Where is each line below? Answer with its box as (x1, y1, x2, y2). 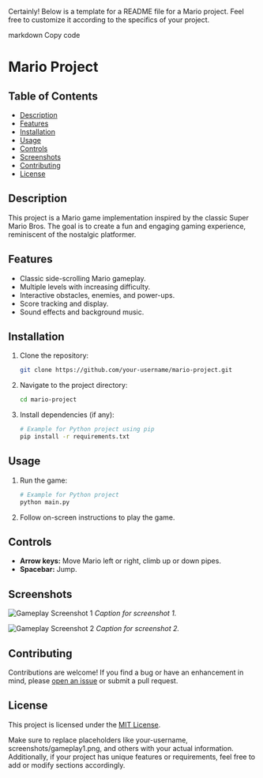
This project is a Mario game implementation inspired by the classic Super (8, 212, 250, 222)
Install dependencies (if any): (19, 410, 115, 419)
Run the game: (19, 475, 68, 485)
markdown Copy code (8, 31, 81, 39)
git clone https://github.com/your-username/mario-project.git (19, 366, 233, 374)
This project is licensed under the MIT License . (8, 720, 161, 729)
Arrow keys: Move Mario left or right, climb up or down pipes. (19, 556, 221, 566)
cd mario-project (19, 396, 77, 404)
